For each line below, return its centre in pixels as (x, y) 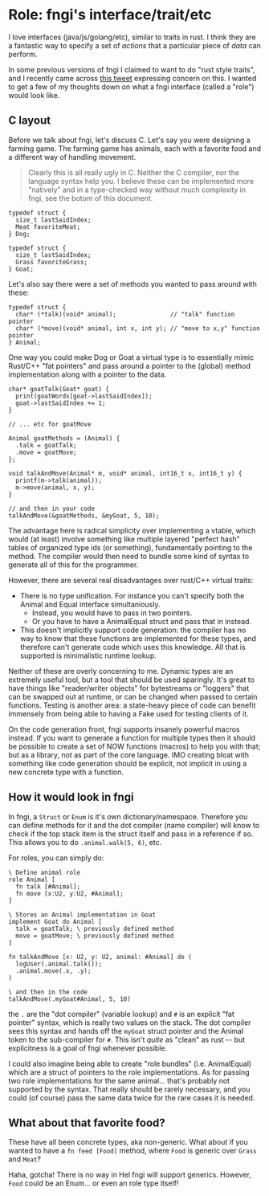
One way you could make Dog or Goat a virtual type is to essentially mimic (131, 357)
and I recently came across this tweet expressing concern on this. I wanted (132, 78)
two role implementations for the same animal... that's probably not (119, 1080)
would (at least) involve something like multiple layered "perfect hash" (124, 539)
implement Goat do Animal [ (55, 921)
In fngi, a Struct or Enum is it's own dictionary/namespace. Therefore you (128, 816)
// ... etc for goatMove (50, 424)
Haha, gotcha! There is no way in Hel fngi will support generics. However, (130, 1175)
